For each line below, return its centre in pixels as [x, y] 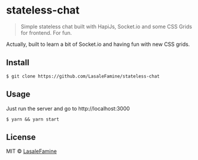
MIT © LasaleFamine [32, 151]
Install [18, 63]
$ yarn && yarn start [33, 119]
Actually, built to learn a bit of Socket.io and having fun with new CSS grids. [98, 44]
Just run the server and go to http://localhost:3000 [68, 108]
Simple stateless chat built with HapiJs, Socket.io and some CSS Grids [106, 26]
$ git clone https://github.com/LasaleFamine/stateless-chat [83, 76]
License [21, 137]
